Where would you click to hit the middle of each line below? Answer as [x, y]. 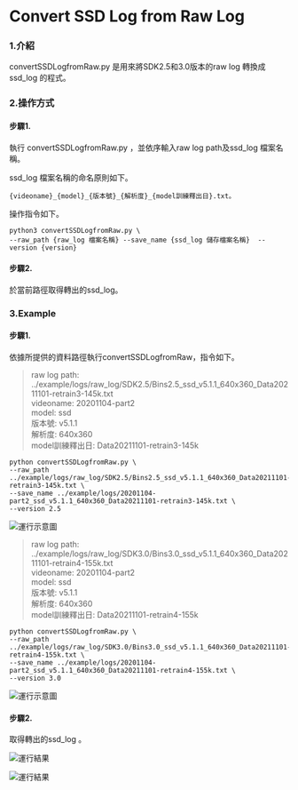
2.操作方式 [32, 103]
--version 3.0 [35, 678]
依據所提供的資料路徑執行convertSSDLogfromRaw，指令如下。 [124, 356]
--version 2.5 [35, 508]
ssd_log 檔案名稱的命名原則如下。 [71, 177]
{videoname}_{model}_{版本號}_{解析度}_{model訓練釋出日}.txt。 [122, 196]
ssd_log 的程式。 [40, 78]
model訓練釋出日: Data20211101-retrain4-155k [115, 614]
